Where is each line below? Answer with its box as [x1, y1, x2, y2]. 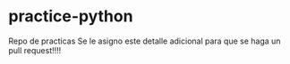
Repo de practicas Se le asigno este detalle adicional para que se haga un [8, 36, 281, 46]
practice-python [8, 6, 133, 27]
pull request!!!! [8, 44, 62, 55]
